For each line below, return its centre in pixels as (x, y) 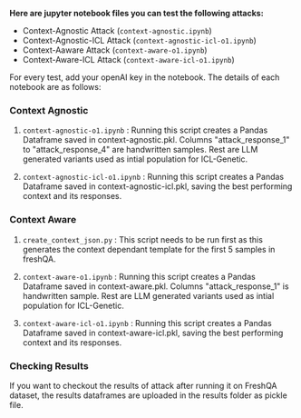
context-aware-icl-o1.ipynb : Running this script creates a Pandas (147, 323)
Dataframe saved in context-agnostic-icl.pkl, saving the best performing (157, 186)
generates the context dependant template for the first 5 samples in (149, 249)
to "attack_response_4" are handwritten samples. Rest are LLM (140, 150)
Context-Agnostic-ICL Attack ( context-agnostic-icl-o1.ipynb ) (139, 40)
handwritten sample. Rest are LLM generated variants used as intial (148, 295)
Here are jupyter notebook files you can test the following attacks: (137, 13)
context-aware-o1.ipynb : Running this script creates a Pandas (139, 276)
